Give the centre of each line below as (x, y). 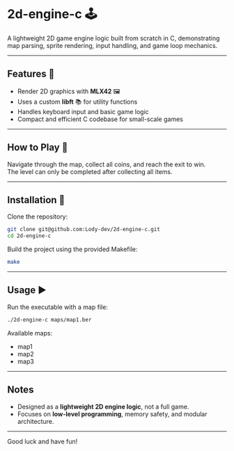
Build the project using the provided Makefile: (72, 249)
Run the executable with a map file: (57, 307)
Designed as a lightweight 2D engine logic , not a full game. (103, 406)
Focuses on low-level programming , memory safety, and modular (112, 414)
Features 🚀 (31, 74)
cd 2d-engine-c (29, 236)
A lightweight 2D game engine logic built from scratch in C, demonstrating (114, 38)
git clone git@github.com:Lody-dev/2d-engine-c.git (84, 230)
